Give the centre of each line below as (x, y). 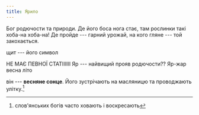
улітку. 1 (15, 88)
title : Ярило (22, 11)
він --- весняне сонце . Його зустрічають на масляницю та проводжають (99, 81)
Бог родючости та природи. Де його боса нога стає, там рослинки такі (96, 28)
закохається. (23, 41)
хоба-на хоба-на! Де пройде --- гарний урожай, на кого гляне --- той (94, 34)
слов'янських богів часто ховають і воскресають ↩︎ (80, 106)
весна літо (19, 70)
